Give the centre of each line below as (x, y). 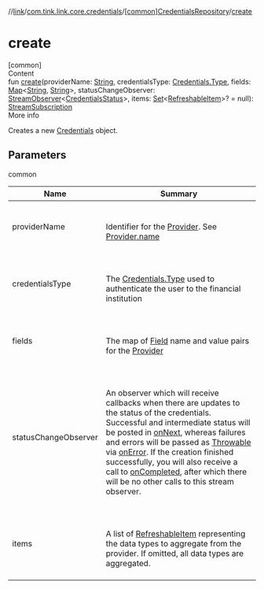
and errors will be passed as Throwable (178, 442)
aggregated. (128, 563)
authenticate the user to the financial (173, 288)
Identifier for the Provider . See (161, 226)
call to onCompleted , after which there (176, 472)
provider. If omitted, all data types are (175, 553)
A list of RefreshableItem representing (176, 533)
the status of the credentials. (158, 413)
